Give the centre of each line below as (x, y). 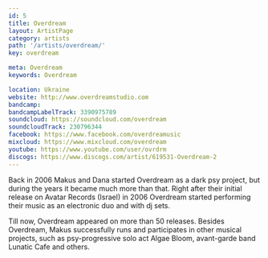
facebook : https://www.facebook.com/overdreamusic (95, 135)
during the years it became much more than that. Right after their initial (125, 188)
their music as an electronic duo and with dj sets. (89, 205)
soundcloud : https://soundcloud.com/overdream (87, 120)
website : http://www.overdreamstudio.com (79, 97)
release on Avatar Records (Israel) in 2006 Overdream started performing (130, 197)
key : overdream (34, 53)
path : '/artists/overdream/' (57, 46)
